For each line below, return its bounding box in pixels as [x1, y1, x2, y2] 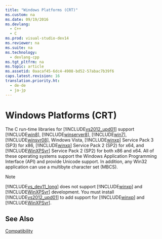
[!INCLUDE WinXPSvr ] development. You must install [5, 189, 114, 195]
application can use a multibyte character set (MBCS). [5, 164, 118, 170]
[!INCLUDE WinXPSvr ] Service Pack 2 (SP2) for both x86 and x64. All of [5, 148, 154, 154]
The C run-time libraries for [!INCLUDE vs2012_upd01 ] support [5, 126, 135, 132]
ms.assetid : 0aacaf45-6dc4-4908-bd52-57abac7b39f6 [5, 69, 114, 74]
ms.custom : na [5, 12, 35, 17]
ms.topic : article [5, 64, 44, 69]
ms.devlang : [5, 21, 30, 27]
